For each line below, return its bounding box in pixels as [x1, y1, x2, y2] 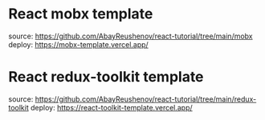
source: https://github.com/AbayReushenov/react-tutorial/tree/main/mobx [8, 31, 253, 41]
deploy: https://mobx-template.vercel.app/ [8, 39, 149, 49]
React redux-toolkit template [8, 68, 204, 86]
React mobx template [8, 5, 153, 23]
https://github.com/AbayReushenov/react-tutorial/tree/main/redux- [35, 94, 257, 104]
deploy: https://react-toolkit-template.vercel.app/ [31, 102, 193, 112]
